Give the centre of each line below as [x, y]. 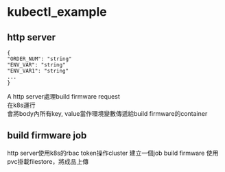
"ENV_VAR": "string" [37, 65]
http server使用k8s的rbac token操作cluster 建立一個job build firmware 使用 [113, 153]
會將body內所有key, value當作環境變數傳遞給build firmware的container [107, 113]
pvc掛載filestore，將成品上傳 [48, 161]
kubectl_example [57, 12]
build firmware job [47, 135]
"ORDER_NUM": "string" [39, 59]
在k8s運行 [21, 105]
